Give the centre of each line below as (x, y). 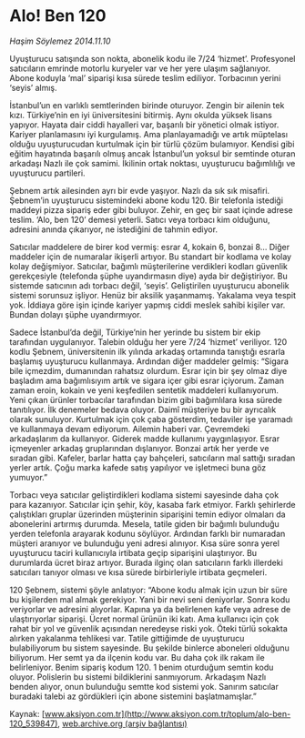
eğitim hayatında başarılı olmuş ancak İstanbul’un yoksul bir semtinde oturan (152, 153)
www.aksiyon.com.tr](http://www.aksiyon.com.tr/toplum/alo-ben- (168, 713)
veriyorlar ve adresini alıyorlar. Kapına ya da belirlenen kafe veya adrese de (150, 609)
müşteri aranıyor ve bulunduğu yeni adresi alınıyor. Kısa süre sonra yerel (145, 543)
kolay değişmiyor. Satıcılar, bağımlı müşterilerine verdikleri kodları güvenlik (149, 266)
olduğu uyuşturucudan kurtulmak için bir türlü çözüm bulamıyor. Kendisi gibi (152, 144)
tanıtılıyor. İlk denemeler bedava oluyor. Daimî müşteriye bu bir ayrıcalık (143, 409)
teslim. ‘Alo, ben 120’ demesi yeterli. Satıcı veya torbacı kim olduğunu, (140, 219)
